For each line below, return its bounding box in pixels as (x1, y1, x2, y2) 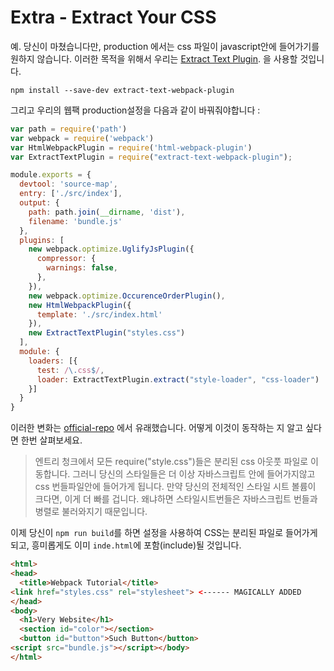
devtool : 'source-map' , (19, 179, 118, 190)
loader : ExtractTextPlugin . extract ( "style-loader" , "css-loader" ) (36, 374, 320, 385)
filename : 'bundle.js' (28, 216, 123, 226)
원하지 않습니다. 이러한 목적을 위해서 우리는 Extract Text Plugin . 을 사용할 (10, 52, 298, 65)
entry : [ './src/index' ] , (19, 189, 123, 199)
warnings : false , (46, 263, 118, 273)
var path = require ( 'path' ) (10, 124, 128, 134)
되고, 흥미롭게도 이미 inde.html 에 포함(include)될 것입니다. (10, 539, 242, 551)
